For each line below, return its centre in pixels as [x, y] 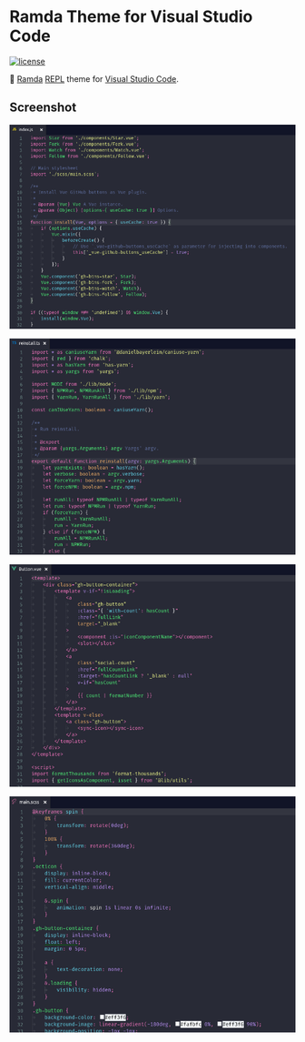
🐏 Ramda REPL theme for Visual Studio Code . [94, 78]
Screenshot [43, 108]
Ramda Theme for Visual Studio [131, 17]
